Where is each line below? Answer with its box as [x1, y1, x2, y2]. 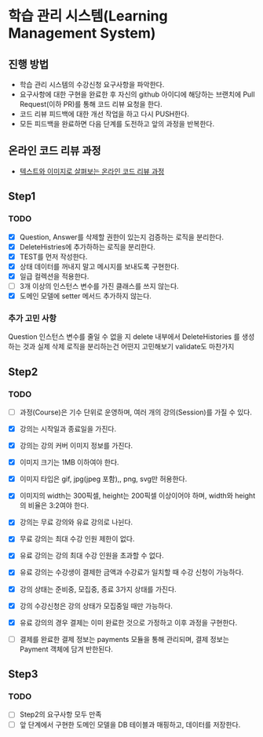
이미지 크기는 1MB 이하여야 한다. [19, 458, 119, 467]
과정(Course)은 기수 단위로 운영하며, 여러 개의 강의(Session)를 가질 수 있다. [19, 407, 253, 417]
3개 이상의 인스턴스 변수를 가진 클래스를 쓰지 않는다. [19, 281, 179, 290]
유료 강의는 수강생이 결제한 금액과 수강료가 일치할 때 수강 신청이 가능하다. [19, 567, 244, 577]
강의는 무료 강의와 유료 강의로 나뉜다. [19, 517, 133, 527]
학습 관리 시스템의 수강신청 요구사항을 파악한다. [19, 80, 165, 89]
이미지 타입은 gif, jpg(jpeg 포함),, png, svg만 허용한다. [19, 474, 188, 483]
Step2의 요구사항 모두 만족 [19, 710, 102, 719]
